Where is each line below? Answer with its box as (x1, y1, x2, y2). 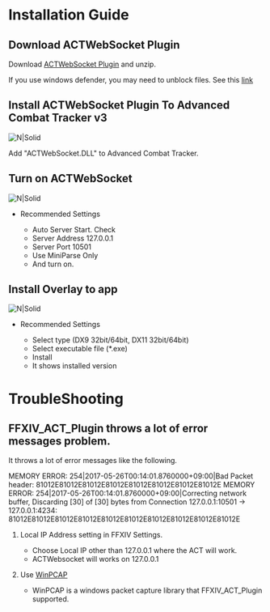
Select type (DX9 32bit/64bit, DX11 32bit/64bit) (32, 335, 189, 345)
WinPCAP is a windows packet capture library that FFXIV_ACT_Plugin (32, 585, 263, 596)
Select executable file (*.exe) (32, 344, 128, 354)
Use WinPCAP (19, 570, 68, 580)
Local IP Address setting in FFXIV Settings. (19, 530, 163, 540)
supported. (32, 594, 70, 604)
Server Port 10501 (32, 241, 91, 252)
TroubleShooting (8, 389, 124, 408)
